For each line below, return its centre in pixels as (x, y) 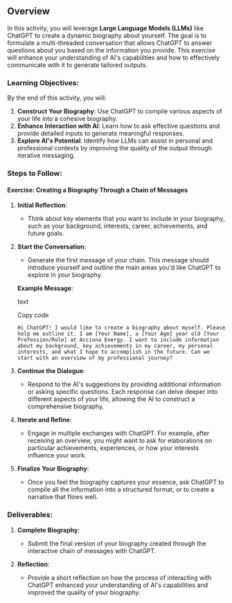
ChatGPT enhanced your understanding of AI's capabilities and (118, 585)
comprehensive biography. (66, 406)
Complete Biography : (48, 530)
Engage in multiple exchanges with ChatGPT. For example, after (118, 433)
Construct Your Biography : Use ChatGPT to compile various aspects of (120, 111)
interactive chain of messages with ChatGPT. (92, 550)
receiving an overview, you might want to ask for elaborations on (120, 441)
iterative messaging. (46, 156)
